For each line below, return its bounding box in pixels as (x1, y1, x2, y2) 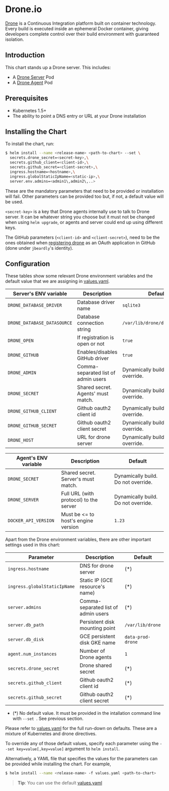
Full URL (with (61, 490, 94, 497)
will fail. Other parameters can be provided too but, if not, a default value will (5, 193, 164, 199)
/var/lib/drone (124, 622, 161, 628)
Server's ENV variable (13, 290, 67, 297)
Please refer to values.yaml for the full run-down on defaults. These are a (5, 725, 157, 731)
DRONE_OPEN (8, 338, 34, 344)
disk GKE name (79, 639, 116, 646)
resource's (79, 583, 105, 590)
